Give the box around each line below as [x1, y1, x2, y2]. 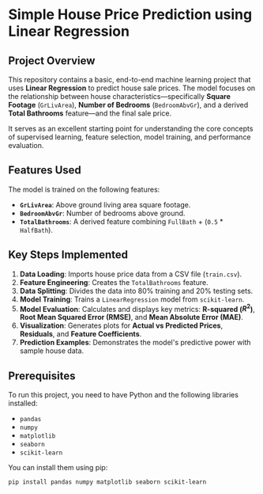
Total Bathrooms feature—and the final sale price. [8, 108, 172, 118]
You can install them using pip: [8, 463, 108, 473]
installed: [8, 398, 38, 408]
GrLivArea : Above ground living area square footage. [19, 199, 191, 209]
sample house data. [19, 346, 85, 355]
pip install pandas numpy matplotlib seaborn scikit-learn [8, 478, 207, 486]
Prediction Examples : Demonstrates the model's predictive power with [19, 338, 251, 348]
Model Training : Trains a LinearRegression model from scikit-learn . [19, 294, 245, 304]
